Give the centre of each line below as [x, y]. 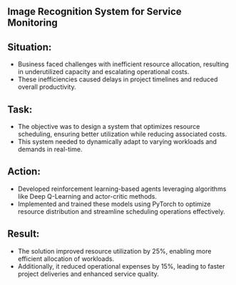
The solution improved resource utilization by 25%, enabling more [114, 251]
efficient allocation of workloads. [66, 259]
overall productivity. [47, 87]
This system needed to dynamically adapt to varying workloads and [117, 142]
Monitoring [33, 23]
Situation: [30, 47]
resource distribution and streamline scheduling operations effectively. [122, 211]
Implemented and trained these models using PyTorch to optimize [114, 204]
